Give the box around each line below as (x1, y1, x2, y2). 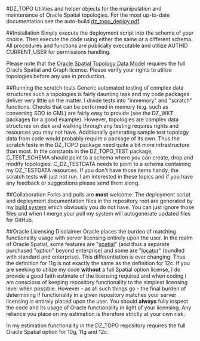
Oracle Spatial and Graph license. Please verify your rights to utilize (6, 66, 172, 73)
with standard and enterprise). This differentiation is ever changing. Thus (6, 253, 186, 260)
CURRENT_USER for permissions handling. (6, 48, 111, 56)
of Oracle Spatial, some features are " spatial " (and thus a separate (6, 241, 170, 247)
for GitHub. (6, 216, 34, 223)
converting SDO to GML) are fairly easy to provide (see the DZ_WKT (6, 110, 174, 116)
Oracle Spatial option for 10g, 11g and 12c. (6, 328, 109, 335)
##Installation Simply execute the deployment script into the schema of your (6, 29, 194, 36)
